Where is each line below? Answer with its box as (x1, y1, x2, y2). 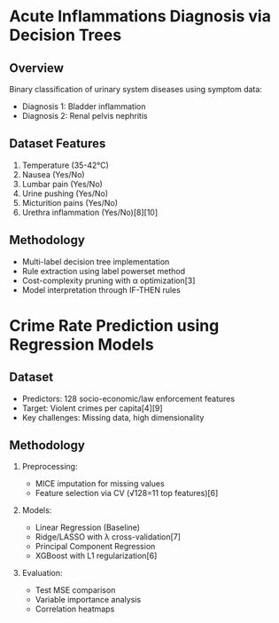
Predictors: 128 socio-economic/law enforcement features (21, 393, 236, 404)
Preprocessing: (21, 461, 78, 472)
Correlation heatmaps (35, 603, 115, 614)
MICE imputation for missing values (35, 478, 166, 489)
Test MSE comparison (35, 585, 116, 595)
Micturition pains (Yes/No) (21, 197, 118, 208)
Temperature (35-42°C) (21, 160, 109, 170)
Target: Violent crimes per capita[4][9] (21, 402, 163, 414)
